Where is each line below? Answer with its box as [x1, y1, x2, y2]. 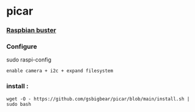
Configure [6, 43, 37, 51]
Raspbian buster [6, 26, 56, 35]
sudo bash [6, 101, 32, 107]
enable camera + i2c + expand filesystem [6, 68, 114, 74]
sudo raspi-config [6, 56, 52, 63]
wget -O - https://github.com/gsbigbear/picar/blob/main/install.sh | [6, 96, 190, 102]
